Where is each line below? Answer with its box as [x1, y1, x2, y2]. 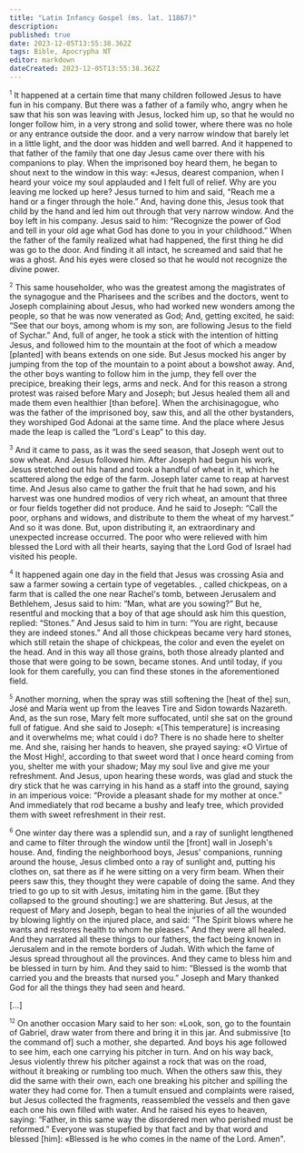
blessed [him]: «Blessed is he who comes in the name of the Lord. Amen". [9, 1134, 286, 1145]
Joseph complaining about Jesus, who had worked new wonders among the [9, 301, 295, 312]
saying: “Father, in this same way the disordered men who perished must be [9, 1114, 294, 1125]
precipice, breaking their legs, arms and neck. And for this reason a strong [9, 379, 288, 389]
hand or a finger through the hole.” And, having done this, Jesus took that [9, 196, 284, 207]
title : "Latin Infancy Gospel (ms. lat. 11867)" [9, 13, 197, 23]
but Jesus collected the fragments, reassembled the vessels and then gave [9, 1095, 290, 1106]
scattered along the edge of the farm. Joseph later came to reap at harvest [9, 473, 289, 484]
